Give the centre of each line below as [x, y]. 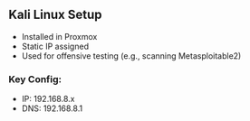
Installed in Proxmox [59, 36]
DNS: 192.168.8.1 [52, 108]
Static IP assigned [55, 46]
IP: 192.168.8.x [48, 99]
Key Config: [35, 79]
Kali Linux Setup [55, 15]
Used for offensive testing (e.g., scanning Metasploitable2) [131, 56]
